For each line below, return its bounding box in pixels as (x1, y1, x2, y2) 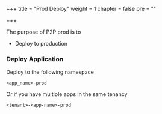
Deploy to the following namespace (6, 68, 95, 76)
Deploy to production (14, 40, 68, 47)
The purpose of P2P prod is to (6, 28, 81, 35)
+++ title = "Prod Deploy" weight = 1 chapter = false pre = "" (6, 5, 157, 12)
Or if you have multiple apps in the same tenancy (6, 91, 128, 98)
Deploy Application (6, 55, 64, 63)
